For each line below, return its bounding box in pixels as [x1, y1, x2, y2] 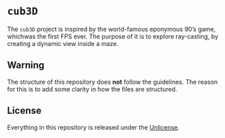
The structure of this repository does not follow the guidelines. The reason [7, 78, 218, 86]
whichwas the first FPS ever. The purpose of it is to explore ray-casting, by [7, 32, 219, 41]
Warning [7, 60, 45, 71]
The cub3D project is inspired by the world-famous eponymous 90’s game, [7, 25, 216, 33]
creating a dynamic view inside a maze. [7, 39, 119, 47]
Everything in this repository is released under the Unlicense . [7, 123, 180, 131]
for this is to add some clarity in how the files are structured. [7, 84, 178, 93]
